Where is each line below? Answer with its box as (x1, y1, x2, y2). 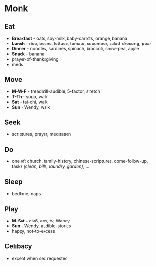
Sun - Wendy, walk (11, 104, 50, 110)
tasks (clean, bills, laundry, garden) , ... (11, 163, 89, 169)
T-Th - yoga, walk (11, 93, 48, 99)
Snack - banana (11, 51, 45, 57)
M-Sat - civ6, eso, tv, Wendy (11, 218, 70, 224)
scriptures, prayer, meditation (11, 131, 71, 137)
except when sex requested (11, 255, 68, 261)
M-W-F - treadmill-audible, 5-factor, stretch (11, 89, 101, 94)
